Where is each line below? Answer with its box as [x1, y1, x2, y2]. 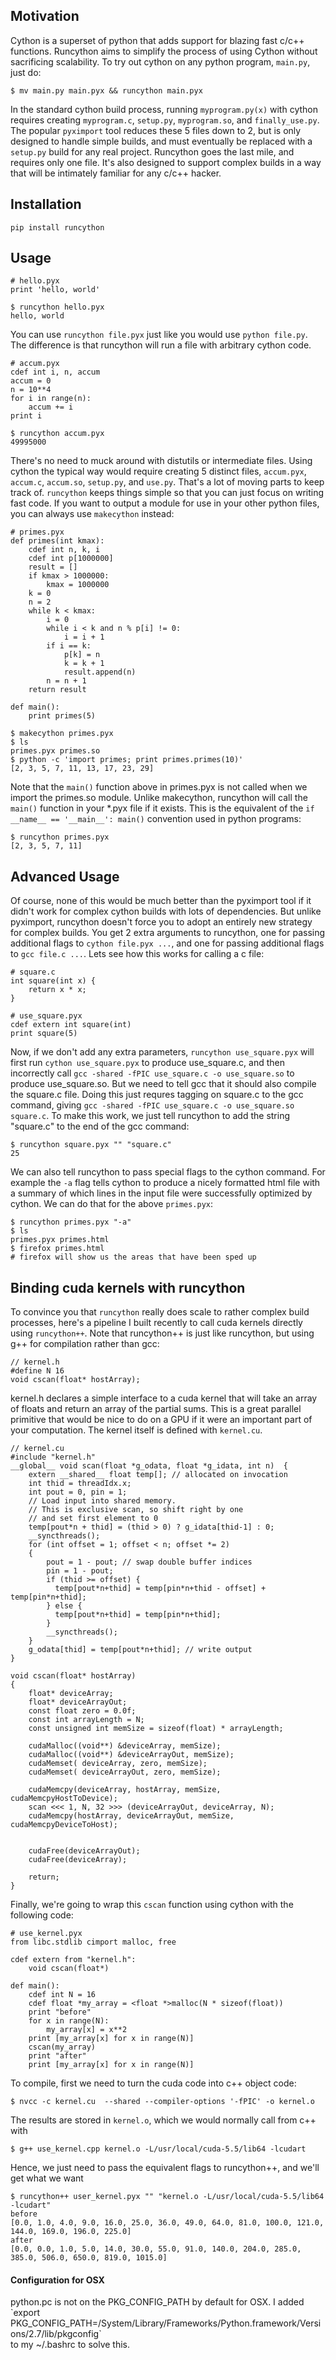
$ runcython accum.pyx [10, 429, 105, 439]
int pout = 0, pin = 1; [28, 1487, 128, 1498]
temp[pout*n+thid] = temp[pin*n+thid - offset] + [54, 1584, 267, 1594]
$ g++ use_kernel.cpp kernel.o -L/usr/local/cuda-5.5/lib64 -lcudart [10, 2144, 307, 2154]
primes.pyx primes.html [10, 1235, 110, 1245]
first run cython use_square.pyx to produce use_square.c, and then [10, 1057, 285, 1069]
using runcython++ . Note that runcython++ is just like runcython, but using [10, 1327, 315, 1339]
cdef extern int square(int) [10, 1020, 132, 1030]
